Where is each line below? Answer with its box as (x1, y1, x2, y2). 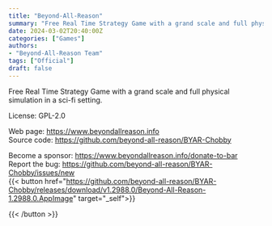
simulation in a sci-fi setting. (8, 94, 103, 105)
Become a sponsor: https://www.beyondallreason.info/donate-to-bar (8, 150, 238, 160)
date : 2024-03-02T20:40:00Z (8, 27, 104, 35)
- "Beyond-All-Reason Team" (8, 49, 104, 57)
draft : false (8, 65, 53, 73)
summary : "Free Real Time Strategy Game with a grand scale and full (8, 19, 249, 27)
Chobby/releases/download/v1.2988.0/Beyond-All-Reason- (8, 185, 206, 195)
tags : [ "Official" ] (8, 57, 74, 65)
